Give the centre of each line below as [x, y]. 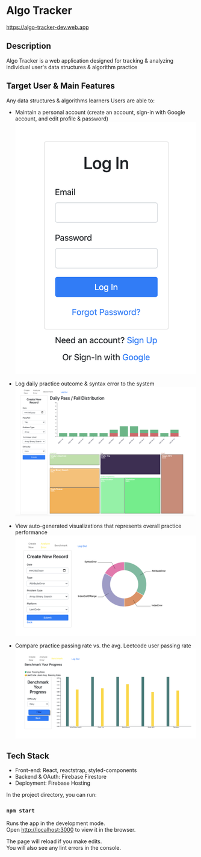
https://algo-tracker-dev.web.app [48, 27]
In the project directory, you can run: [51, 794]
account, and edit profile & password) [62, 119]
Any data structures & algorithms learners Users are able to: [81, 101]
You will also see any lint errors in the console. [64, 848]
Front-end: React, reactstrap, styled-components [76, 770]
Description [29, 46]
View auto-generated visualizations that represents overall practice [98, 526]
